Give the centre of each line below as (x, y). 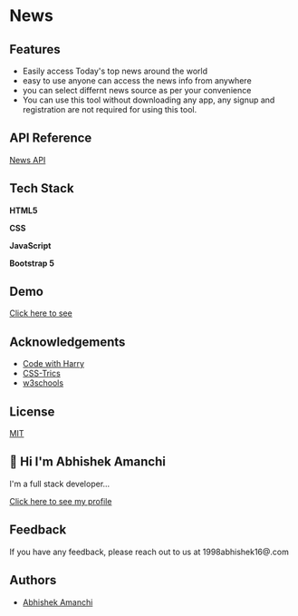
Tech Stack (42, 188)
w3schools (43, 383)
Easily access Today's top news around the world (115, 71)
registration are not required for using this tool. (110, 109)
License (32, 411)
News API (28, 160)
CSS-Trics (41, 374)
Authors (33, 580)
